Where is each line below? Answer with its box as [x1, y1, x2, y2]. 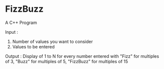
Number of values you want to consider [12, 38, 93, 45]
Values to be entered [12, 44, 55, 49]
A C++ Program [5, 20, 37, 25]
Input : [5, 29, 18, 35]
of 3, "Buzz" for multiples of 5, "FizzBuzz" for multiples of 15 [5, 58, 128, 64]
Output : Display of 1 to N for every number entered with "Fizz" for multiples [5, 53, 160, 59]
